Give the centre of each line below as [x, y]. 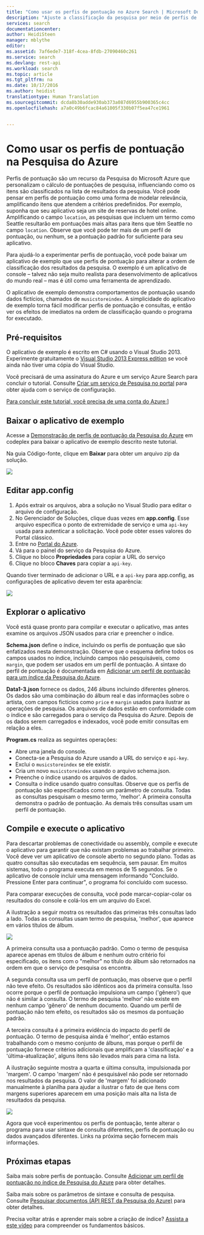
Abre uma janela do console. [51, 751]
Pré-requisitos [34, 337]
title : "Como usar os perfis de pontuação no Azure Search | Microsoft [99, 12]
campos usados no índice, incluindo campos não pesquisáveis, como [93, 658]
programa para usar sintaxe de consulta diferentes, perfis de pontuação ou [100, 1129]
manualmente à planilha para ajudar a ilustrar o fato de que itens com [93, 1087]
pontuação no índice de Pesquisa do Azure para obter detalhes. [86, 1183]
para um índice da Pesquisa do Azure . [54, 677]
